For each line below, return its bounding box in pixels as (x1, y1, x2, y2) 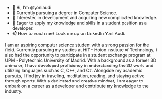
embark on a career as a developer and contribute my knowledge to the (5, 83, 149, 89)
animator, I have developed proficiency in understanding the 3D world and (5, 63, 154, 68)
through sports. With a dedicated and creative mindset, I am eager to (5, 78, 144, 83)
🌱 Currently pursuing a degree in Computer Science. (12, 10, 118, 16)
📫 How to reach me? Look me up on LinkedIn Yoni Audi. (12, 31, 126, 36)
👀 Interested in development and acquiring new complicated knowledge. (12, 15, 158, 20)
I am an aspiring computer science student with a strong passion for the (5, 42, 149, 48)
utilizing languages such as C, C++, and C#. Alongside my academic (5, 68, 143, 73)
